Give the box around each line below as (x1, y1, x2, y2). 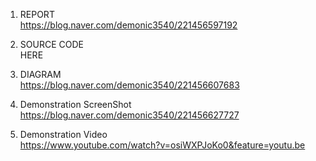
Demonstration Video (19, 129, 108, 140)
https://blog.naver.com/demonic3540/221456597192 (19, 19, 238, 31)
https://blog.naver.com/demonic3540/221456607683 (19, 79, 240, 91)
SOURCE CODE (19, 39, 84, 50)
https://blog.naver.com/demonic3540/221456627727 (19, 109, 240, 121)
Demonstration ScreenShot (19, 99, 132, 110)
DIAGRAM (19, 69, 62, 80)
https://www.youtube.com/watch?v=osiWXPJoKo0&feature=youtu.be (19, 139, 306, 151)
